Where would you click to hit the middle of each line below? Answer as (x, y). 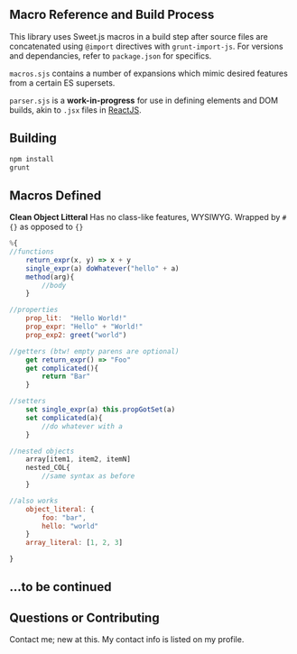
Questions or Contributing (84, 617)
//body (54, 285)
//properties (34, 310)
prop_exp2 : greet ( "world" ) (76, 335)
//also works (34, 501)
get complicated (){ (62, 368)
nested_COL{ (48, 468)
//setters (28, 401)
